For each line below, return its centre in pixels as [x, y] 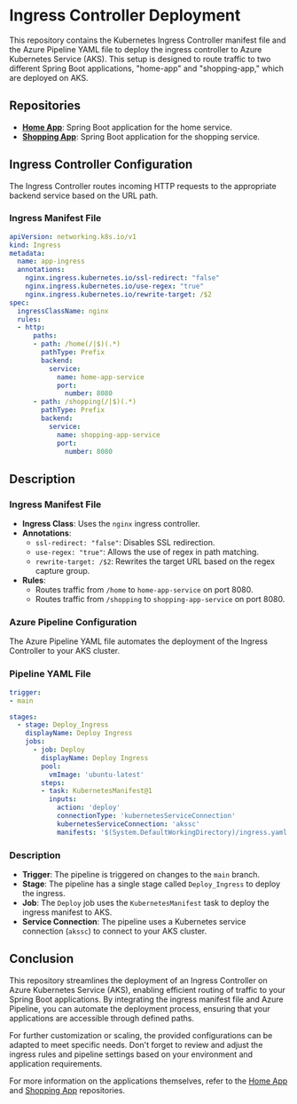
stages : [23, 717]
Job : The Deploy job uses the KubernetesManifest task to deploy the [145, 902]
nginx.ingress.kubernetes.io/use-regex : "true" [114, 286]
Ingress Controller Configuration [101, 165]
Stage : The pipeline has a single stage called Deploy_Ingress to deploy [151, 884]
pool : [51, 766]
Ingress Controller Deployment [125, 16]
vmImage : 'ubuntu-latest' [96, 774]
